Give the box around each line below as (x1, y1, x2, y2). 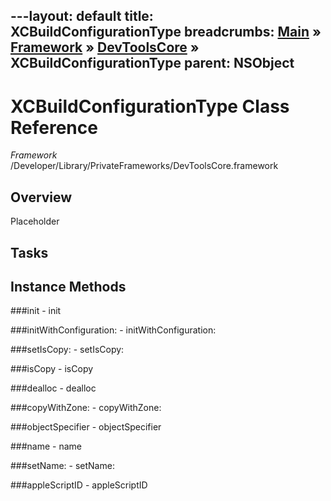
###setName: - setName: (10, 460, 115, 472)
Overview (10, 189, 73, 206)
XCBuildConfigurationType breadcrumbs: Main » (10, 24, 322, 41)
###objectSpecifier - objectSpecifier (10, 421, 162, 433)
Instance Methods (10, 278, 127, 295)
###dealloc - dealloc (10, 382, 97, 394)
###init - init (10, 305, 62, 317)
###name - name (10, 440, 83, 453)
